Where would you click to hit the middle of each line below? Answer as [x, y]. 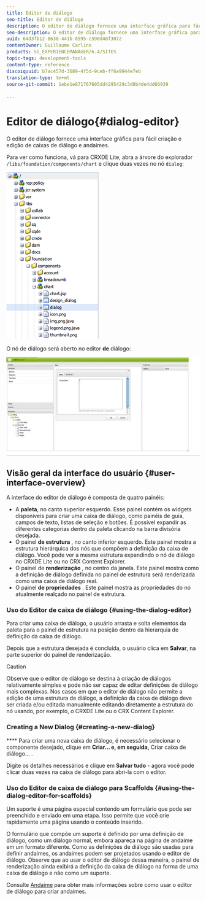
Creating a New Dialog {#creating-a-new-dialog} [81, 727]
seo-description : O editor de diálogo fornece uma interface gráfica [97, 33]
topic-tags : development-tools [46, 58]
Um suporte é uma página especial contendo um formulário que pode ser [99, 809]
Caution [16, 667]
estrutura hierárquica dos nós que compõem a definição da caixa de [101, 549]
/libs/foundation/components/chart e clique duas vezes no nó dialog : [95, 164]
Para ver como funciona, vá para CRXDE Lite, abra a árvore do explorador [100, 157]
